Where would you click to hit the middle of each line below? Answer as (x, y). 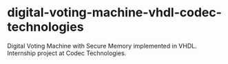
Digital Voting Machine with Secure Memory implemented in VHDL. (102, 46)
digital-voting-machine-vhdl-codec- (115, 13)
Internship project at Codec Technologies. (67, 53)
